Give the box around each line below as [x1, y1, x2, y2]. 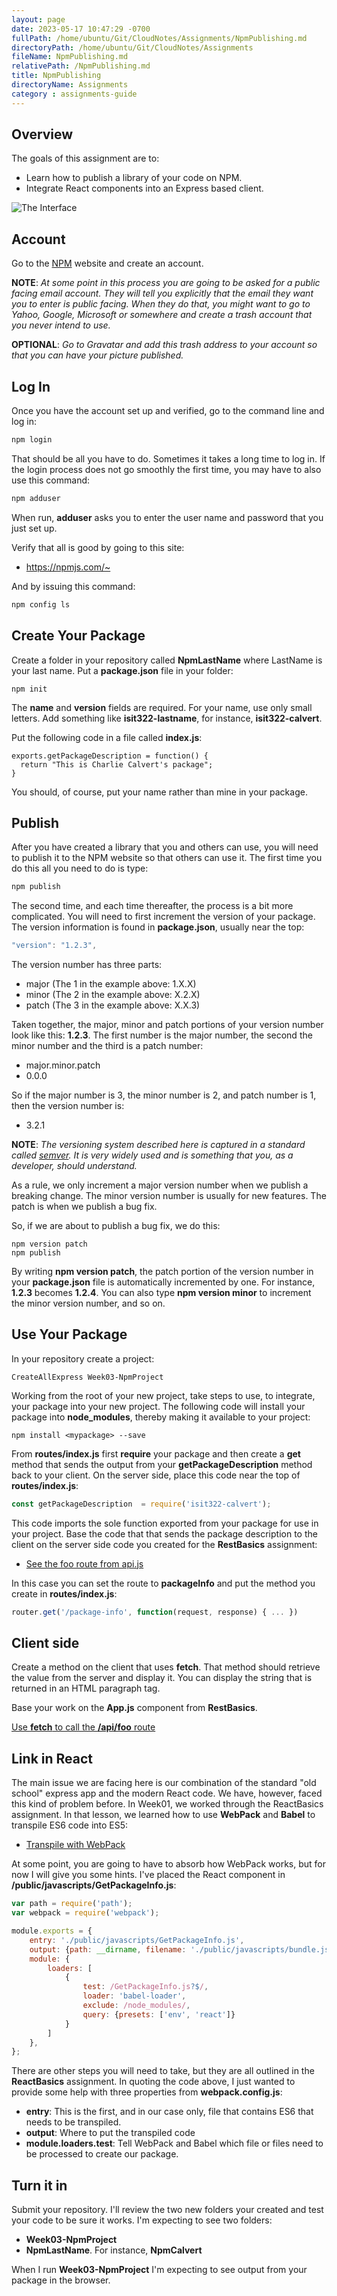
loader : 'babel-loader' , [82, 1991, 187, 2001]
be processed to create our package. [25, 2148, 179, 2160]
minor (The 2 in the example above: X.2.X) [25, 989, 201, 1001]
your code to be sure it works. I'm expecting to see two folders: [11, 2214, 273, 2226]
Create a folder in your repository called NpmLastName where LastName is [11, 654, 323, 666]
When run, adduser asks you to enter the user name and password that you [11, 511, 324, 523]
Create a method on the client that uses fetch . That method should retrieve [11, 1661, 321, 1673]
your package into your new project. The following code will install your [11, 1400, 306, 1412]
